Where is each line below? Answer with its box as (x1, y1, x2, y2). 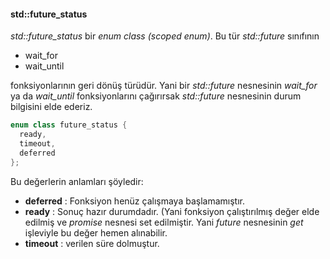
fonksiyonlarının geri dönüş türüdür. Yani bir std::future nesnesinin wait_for (10, 80, 318, 92)
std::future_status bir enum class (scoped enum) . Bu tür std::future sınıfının (10, 30, 320, 42)
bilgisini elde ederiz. (10, 101, 93, 113)
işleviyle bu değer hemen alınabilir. (24, 226, 168, 239)
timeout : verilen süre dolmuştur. (24, 237, 160, 249)
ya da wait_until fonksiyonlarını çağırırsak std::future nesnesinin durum (10, 90, 302, 102)
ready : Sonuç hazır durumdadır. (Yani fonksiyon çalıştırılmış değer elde (24, 205, 320, 217)
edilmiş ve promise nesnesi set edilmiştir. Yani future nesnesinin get (24, 216, 304, 228)
